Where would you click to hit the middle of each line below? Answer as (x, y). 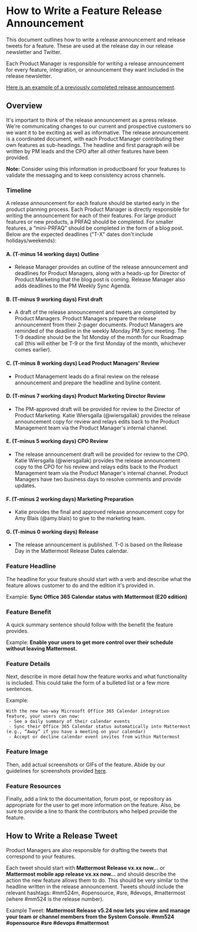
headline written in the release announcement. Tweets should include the (95, 886)
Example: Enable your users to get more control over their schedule (90, 642)
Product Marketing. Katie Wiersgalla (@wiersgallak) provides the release (102, 415)
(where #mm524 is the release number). (55, 899)
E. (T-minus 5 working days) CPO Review (57, 441)
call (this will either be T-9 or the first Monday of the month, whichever (100, 343)
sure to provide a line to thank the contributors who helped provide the (92, 811)
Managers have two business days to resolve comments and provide (98, 480)
